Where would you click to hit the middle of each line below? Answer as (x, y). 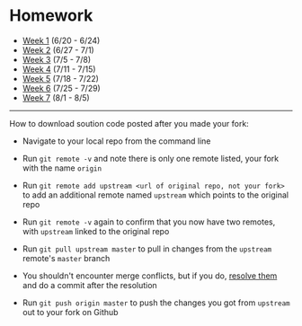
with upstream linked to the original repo (96, 231)
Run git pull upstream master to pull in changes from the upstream (147, 249)
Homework (51, 16)
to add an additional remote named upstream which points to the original (155, 195)
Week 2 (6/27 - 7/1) (58, 49)
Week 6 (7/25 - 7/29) (61, 88)
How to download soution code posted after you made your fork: (129, 123)
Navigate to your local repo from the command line (116, 141)
